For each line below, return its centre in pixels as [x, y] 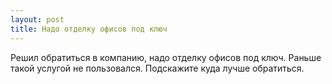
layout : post [37, 19]
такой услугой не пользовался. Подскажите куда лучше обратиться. [157, 68]
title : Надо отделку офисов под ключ [89, 29]
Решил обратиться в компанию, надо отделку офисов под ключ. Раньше [166, 57]
